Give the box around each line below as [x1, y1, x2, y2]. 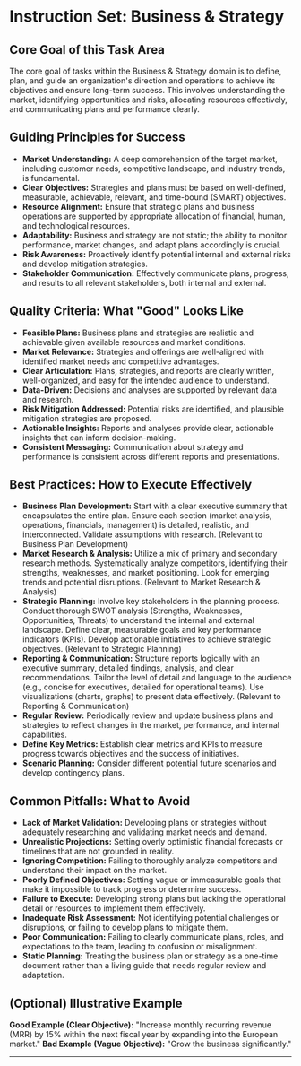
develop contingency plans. [21, 767, 125, 778]
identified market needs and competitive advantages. [21, 356, 219, 367]
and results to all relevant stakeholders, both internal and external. [21, 277, 267, 288]
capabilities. [21, 729, 67, 741]
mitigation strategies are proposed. [21, 412, 152, 423]
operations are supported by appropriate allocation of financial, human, [21, 211, 286, 221]
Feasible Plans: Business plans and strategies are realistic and [21, 327, 254, 338]
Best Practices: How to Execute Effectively [9, 477, 253, 492]
